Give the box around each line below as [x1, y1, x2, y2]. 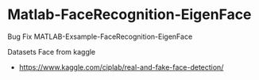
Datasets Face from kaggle [7, 47, 96, 56]
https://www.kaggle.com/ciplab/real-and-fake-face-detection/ [18, 62, 224, 72]
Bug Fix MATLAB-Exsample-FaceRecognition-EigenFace [7, 32, 193, 41]
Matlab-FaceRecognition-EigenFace [7, 6, 252, 24]
